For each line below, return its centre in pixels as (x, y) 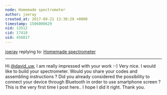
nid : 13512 (16, 28)
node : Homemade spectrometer (35, 10)
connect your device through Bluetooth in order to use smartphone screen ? (83, 82)
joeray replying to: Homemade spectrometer (50, 51)
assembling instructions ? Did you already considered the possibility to (78, 76)
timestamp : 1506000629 (29, 24)
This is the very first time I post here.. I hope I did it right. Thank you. (75, 87)
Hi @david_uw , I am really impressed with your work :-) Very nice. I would (80, 66)
